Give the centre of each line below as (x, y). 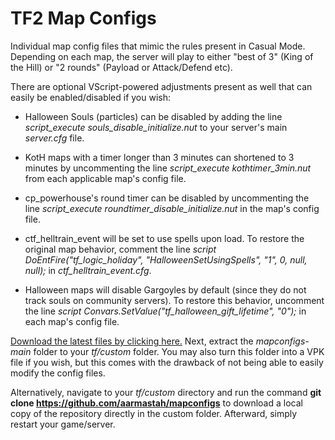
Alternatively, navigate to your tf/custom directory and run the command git (166, 392)
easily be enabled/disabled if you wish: (91, 97)
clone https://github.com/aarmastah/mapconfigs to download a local (156, 403)
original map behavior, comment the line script (120, 249)
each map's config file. (72, 321)
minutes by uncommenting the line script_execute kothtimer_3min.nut (168, 168)
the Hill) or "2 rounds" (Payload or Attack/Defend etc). (121, 67)
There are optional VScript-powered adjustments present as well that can (161, 86)
